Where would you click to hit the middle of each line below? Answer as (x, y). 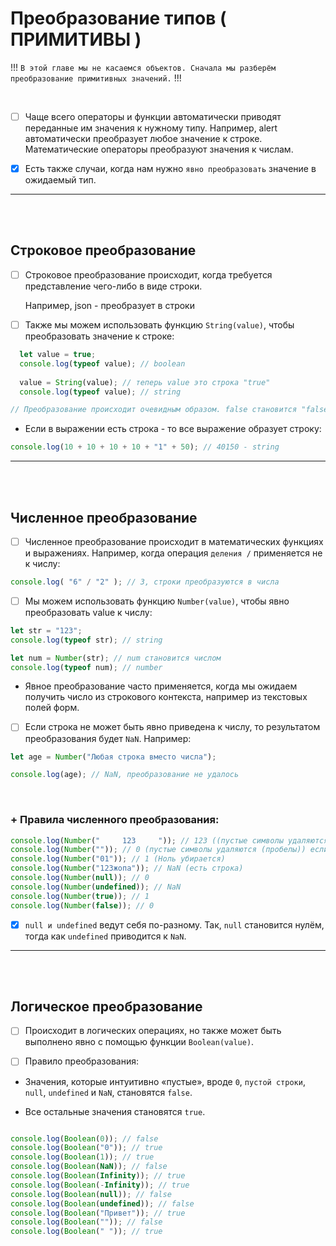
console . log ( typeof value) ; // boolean (102, 363)
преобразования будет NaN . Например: (108, 738)
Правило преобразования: (81, 1061)
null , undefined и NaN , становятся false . (108, 1092)
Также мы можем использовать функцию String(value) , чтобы (159, 324)
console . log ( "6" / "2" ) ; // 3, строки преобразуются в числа (145, 582)
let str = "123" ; (46, 630)
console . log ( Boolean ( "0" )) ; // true (86, 1148)
